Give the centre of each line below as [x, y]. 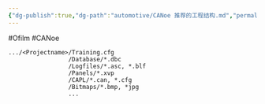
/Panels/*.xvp [91, 73]
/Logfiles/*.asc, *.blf [107, 66]
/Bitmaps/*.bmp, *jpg [104, 87]
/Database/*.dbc [95, 59]
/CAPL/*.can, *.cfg [100, 80]
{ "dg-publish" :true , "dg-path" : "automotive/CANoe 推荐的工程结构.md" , [121, 15]
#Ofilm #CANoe [34, 38]
